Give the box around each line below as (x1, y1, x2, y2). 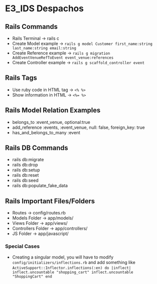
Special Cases (5, 243, 40, 250)
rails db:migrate (12, 157, 44, 163)
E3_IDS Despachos (5, 3, 84, 14)
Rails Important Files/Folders (5, 197, 95, 205)
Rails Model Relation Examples (5, 106, 101, 115)
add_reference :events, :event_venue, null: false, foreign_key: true (12, 124, 145, 130)
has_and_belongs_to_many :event (12, 129, 80, 135)
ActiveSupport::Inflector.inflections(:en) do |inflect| (12, 265, 131, 270)
